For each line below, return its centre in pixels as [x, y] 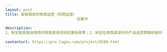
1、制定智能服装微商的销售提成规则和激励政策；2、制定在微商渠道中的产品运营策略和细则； [85, 33]
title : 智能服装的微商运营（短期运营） [41, 14]
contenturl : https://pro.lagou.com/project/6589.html [62, 42]
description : [19, 28]
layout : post [19, 10]
